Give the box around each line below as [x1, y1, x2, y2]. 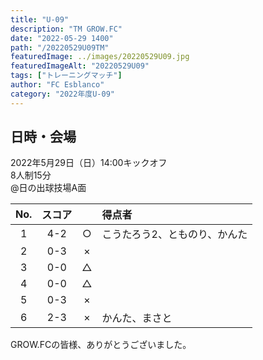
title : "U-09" [10, 14, 70, 25]
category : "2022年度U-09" [10, 89, 115, 99]
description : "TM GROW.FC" [10, 24, 123, 34]
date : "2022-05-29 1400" [10, 33, 114, 43]
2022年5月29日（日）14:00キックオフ [10, 157, 168, 169]
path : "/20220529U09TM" [10, 42, 110, 53]
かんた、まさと [101, 311, 173, 325]
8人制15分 [10, 169, 52, 181]
